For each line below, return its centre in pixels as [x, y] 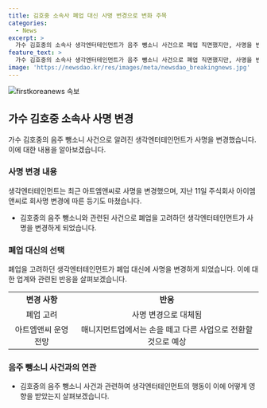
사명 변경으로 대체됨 [167, 315]
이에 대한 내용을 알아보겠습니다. [57, 149]
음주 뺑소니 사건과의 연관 [52, 367]
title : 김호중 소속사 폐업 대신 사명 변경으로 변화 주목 [88, 16]
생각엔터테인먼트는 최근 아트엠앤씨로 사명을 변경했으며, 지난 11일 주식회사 [122, 190]
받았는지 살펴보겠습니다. [72, 396]
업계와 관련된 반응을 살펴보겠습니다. [72, 279]
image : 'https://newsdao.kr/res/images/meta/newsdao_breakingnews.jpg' [129, 68]
